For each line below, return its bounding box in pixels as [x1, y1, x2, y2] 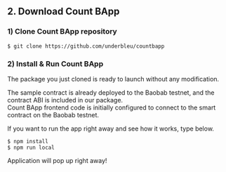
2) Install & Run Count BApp [7, 59, 104, 69]
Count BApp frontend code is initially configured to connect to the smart [7, 103, 216, 112]
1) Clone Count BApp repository [7, 27, 117, 37]
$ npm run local [7, 144, 55, 151]
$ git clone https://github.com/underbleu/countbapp [7, 42, 165, 50]
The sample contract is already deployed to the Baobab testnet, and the [7, 88, 215, 97]
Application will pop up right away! [7, 156, 107, 164]
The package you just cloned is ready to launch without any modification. [7, 74, 220, 83]
